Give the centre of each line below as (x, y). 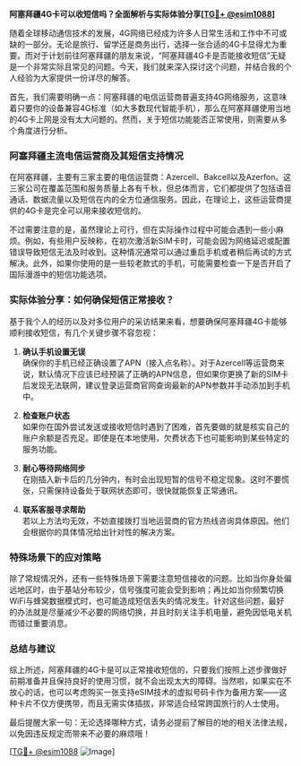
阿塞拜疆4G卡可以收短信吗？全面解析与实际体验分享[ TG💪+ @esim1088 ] (142, 14)
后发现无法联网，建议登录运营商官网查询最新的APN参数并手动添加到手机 (156, 385)
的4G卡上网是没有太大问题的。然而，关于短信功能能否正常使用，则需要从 (144, 119)
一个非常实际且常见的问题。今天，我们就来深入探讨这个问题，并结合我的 (150, 67)
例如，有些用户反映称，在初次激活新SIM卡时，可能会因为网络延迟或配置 (158, 241)
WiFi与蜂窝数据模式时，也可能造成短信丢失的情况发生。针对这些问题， (139, 600)
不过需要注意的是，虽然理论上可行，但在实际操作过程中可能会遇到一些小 (142, 230)
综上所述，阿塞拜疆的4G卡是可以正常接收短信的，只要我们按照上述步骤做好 (148, 670)
